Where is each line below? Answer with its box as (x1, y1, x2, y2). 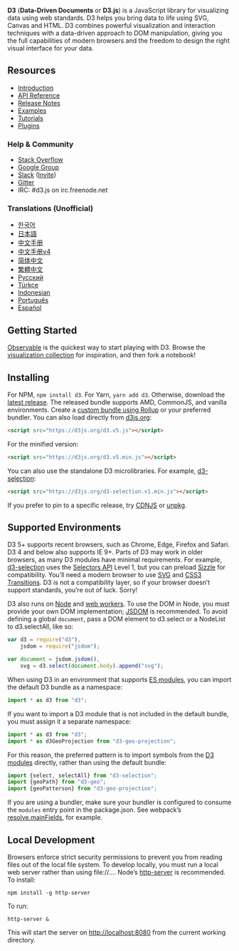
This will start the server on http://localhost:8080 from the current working (7, 928, 226, 937)
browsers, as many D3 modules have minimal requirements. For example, (7, 556, 223, 564)
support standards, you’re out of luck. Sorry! (7, 586, 138, 594)
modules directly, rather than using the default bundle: (7, 758, 167, 766)
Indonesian (17, 288, 51, 297)
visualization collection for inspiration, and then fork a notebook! (7, 351, 196, 360)
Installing (7, 371, 50, 384)
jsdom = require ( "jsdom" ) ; (20, 643, 100, 650)
